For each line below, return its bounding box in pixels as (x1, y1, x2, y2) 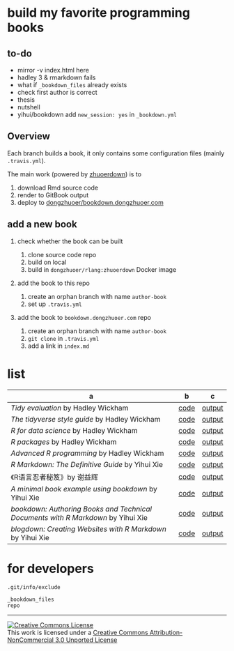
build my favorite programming (7, 5, 190, 21)
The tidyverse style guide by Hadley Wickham (10, 414, 161, 424)
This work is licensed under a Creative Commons (7, 628, 148, 636)
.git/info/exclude (7, 583, 61, 590)
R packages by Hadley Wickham (10, 437, 117, 447)
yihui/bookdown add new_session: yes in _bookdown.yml (17, 110, 178, 118)
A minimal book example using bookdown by (10, 484, 158, 493)
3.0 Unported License (55, 636, 118, 644)
